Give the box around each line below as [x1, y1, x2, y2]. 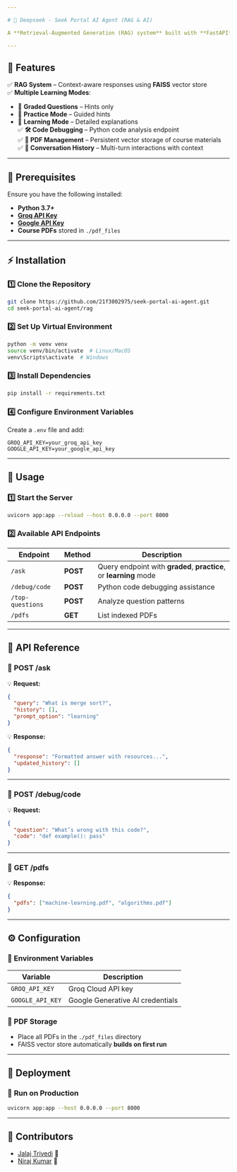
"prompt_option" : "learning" [13, 713, 99, 720]
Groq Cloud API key [68, 984, 133, 994]
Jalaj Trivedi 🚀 [17, 1149, 59, 1158]
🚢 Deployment [7, 1067, 71, 1079]
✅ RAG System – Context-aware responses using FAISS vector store [7, 81, 207, 89]
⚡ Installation [7, 254, 66, 266]
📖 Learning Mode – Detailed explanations [17, 117, 139, 126]
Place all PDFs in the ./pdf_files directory [17, 1033, 142, 1041]
